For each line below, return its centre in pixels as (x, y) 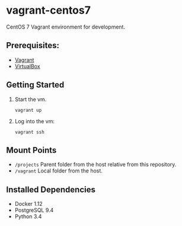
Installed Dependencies (51, 189)
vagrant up (28, 110)
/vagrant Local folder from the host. (58, 171)
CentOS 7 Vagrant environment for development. (66, 27)
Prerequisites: (33, 45)
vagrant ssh (29, 132)
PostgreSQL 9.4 (34, 210)
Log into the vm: (35, 121)
